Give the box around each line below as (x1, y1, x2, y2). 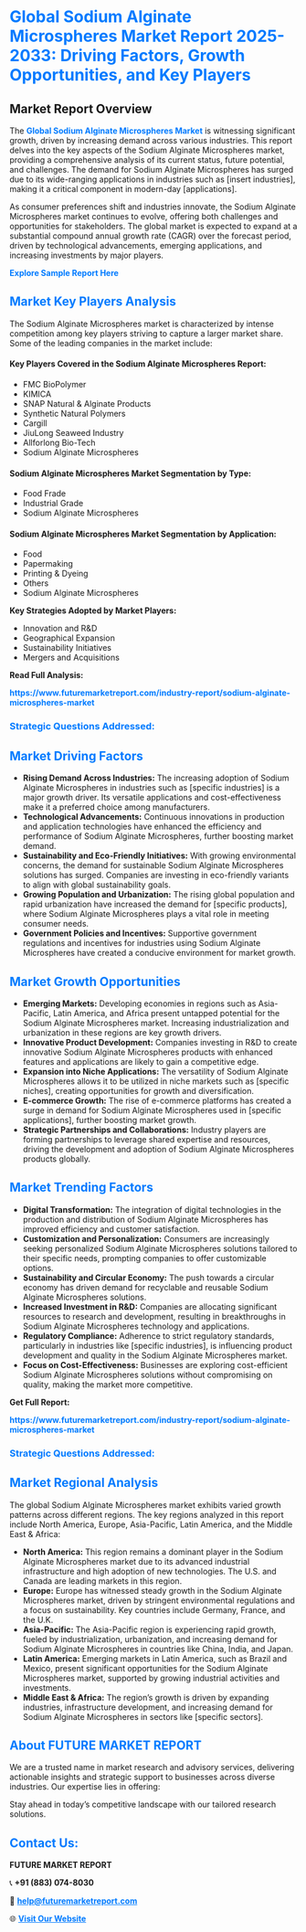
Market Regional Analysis (9, 1475, 159, 1491)
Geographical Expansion (22, 632, 116, 643)
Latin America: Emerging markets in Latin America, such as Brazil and (22, 1652, 288, 1664)
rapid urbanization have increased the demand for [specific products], (22, 898, 288, 910)
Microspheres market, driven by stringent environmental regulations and (22, 1595, 295, 1606)
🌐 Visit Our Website (9, 1913, 87, 1925)
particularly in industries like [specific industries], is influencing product (22, 1340, 293, 1351)
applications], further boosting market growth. (22, 1114, 197, 1125)
